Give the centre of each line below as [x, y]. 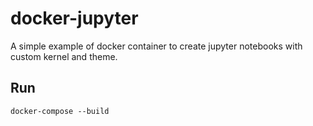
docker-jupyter [74, 18]
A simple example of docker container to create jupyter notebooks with [156, 46]
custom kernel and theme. [64, 56]
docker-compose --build [60, 111]
